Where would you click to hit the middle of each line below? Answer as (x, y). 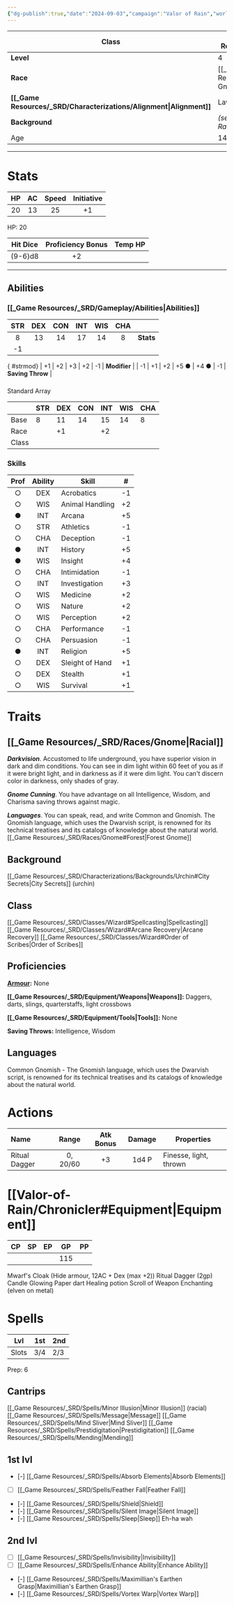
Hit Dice (25, 244)
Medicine (76, 595)
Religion (74, 652)
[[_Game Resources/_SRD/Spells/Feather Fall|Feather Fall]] (101, 1490)
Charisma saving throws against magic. (64, 802)
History (73, 549)
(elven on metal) (31, 1290)
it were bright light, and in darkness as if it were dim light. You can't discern (116, 774)
